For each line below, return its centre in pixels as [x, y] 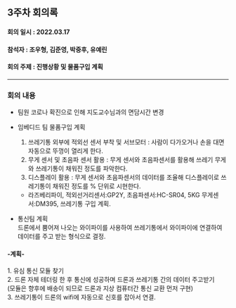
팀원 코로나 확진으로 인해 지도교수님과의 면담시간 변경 [91, 112]
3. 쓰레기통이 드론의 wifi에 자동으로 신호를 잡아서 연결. [81, 297]
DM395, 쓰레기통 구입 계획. [73, 204]
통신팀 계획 [33, 219]
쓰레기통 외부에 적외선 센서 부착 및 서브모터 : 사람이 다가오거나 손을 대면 [126, 142]
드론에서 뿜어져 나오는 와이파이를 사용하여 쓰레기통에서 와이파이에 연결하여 [120, 228]
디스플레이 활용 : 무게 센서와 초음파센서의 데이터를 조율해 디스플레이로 [124, 178]
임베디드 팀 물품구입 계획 [51, 127]
